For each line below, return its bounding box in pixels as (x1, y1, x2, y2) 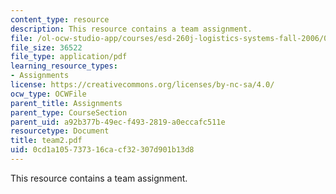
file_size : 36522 (10, 42, 83, 53)
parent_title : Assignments (10, 98, 123, 108)
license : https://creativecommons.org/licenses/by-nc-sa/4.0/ (10, 80, 275, 90)
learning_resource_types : (10, 61, 118, 71)
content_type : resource (10, 14, 110, 25)
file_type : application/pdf (10, 52, 128, 62)
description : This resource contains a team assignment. (10, 24, 253, 34)
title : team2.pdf (10, 136, 83, 146)
